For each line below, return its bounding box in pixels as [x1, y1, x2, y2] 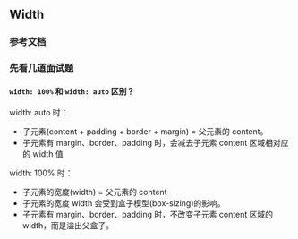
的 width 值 [21, 149, 64, 159]
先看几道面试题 [9, 62, 74, 74]
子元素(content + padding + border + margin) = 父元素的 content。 [21, 126, 268, 137]
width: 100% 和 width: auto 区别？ [9, 85, 135, 97]
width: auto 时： [9, 107, 69, 118]
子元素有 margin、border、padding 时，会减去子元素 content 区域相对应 [21, 138, 289, 149]
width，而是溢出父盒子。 [21, 220, 115, 231]
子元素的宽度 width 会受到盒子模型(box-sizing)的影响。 [21, 198, 226, 209]
